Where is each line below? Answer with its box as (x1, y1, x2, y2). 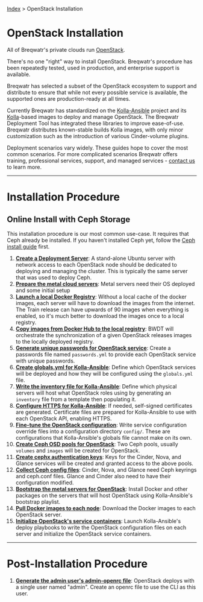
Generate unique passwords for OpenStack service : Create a (15, 344, 171, 352)
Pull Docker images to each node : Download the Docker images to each (15, 504, 196, 512)
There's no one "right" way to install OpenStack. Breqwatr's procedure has (7, 57, 193, 65)
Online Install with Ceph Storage (7, 214, 131, 224)
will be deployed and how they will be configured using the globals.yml (15, 370, 193, 377)
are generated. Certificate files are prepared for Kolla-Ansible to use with (15, 408, 196, 416)
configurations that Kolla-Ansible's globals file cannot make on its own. (15, 434, 192, 441)
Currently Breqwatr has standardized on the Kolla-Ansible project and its (7, 107, 187, 114)
